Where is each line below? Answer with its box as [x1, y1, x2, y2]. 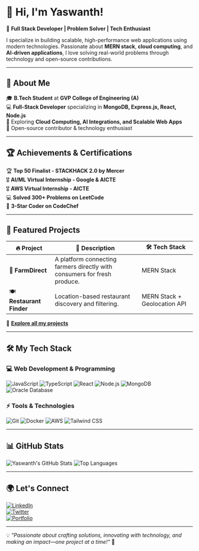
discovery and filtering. [54, 299, 119, 308]
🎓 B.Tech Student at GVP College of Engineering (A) [6, 94, 139, 102]
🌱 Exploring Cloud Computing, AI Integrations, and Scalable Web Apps [6, 118, 182, 125]
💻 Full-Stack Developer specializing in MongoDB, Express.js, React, [6, 103, 176, 110]
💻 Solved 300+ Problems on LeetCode [6, 194, 104, 201]
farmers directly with [54, 262, 113, 271]
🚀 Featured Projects [6, 225, 81, 235]
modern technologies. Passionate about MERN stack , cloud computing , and [6, 43, 193, 50]
